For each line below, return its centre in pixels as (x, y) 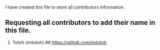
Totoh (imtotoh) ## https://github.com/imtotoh (59, 42)
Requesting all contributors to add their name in (80, 23)
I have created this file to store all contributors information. (65, 7)
